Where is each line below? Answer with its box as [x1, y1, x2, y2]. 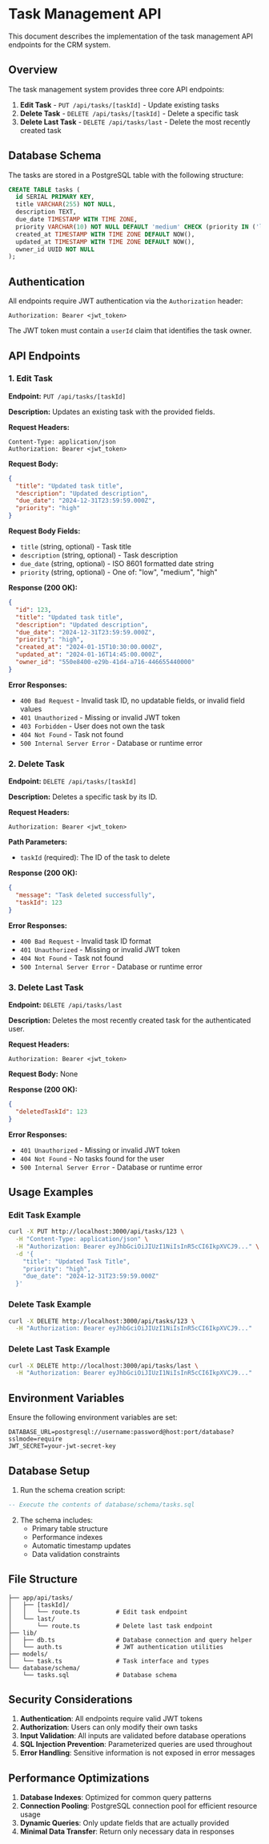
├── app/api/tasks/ [8, 1594, 74, 1602]
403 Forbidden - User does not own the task [19, 721, 166, 731]
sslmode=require [8, 1435, 62, 1444]
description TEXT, [15, 208, 78, 217]
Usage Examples [8, 1185, 94, 1199]
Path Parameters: [8, 837, 68, 847]
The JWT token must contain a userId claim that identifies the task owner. [8, 326, 252, 335]
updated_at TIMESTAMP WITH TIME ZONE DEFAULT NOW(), [15, 237, 195, 245]
